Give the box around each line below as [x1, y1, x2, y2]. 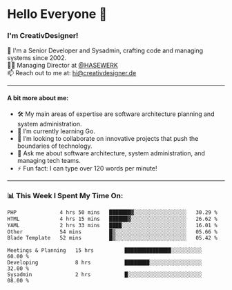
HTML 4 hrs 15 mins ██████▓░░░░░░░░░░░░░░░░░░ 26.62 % [7, 215, 217, 222]
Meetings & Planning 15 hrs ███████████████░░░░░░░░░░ [7, 247, 202, 254]
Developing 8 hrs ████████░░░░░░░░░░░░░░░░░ [7, 259, 202, 267]
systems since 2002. [7, 54, 67, 62]
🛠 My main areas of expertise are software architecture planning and [17, 110, 215, 118]
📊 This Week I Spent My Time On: [7, 191, 124, 200]
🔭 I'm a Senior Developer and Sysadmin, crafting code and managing [7, 46, 204, 55]
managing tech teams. [17, 156, 81, 164]
